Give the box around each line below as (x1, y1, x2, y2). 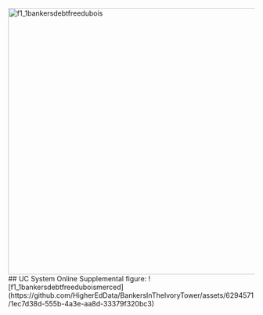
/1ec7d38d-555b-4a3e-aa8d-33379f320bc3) (8, 299, 155, 308)
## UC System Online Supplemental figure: (8, 274, 147, 283)
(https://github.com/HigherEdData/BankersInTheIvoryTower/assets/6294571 (8, 291, 254, 300)
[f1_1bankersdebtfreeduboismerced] (8, 282, 124, 291)
